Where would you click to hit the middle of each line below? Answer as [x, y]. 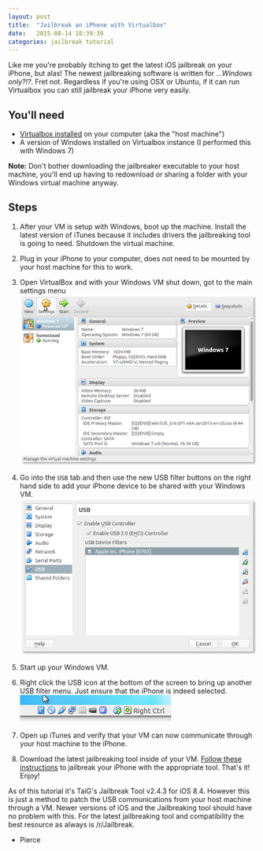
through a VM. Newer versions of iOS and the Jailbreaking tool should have [130, 808]
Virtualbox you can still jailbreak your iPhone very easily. [100, 90]
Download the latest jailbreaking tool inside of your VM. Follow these [131, 759]
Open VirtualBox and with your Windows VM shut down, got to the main [136, 282]
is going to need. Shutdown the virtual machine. [97, 243]
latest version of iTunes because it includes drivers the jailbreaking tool [135, 235]
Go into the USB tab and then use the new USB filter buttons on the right [135, 478]
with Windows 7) [47, 151]
